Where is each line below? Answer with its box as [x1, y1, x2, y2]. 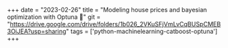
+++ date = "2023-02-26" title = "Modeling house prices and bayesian [7, 6, 207, 14]
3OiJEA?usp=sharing [7, 27, 66, 35]
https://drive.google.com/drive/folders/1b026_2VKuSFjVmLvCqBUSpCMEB [10, 20, 221, 28]
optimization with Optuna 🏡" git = [7, 13, 101, 21]
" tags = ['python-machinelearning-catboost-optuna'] [66, 27, 218, 35]
